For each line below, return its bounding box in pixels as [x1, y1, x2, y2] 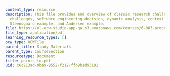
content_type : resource [5, 7, 56, 12]
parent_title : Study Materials [5, 44, 71, 49]
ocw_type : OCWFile [5, 40, 44, 45]
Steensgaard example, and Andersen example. [10, 21, 105, 26]
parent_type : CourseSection [5, 49, 65, 54]
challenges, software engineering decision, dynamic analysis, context [10, 16, 164, 21]
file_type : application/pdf [5, 30, 65, 35]
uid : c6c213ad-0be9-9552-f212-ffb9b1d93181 [5, 63, 99, 68]
